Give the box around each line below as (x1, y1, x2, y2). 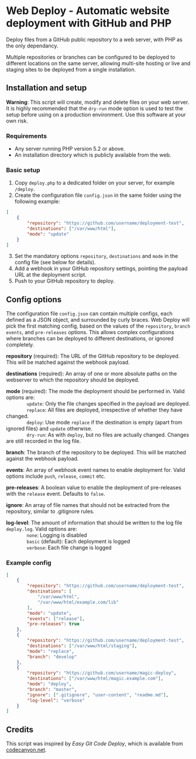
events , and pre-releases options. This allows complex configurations (6, 329, 174, 336)
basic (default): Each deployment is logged (26, 538, 130, 545)
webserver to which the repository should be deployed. (6, 376, 140, 383)
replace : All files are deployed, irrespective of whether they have (26, 406, 183, 414)
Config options (6, 294, 62, 304)
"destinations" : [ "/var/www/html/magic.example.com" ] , (27, 676, 164, 682)
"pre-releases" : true (27, 621, 80, 627)
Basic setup (6, 166, 40, 174)
